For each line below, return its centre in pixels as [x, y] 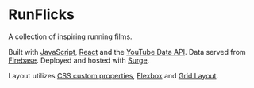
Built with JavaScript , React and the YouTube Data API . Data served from [127, 52]
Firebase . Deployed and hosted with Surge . [79, 60]
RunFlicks [42, 15]
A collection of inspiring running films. [70, 36]
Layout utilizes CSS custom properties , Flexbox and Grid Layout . [114, 75]
